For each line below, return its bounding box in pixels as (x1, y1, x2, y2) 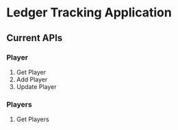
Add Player (16, 75, 48, 83)
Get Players (16, 115, 49, 124)
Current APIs (6, 32, 63, 44)
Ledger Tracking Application (6, 5, 172, 21)
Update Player (16, 82, 57, 90)
